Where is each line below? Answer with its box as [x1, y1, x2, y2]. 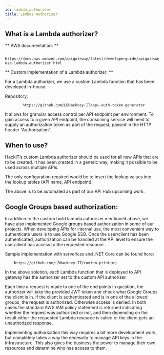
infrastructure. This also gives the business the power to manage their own [5, 340, 156, 346]
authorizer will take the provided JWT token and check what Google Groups [5, 289, 158, 294]
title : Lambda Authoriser [5, 12, 58, 17]
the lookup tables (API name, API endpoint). [5, 179, 93, 185]
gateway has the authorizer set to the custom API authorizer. [5, 274, 127, 280]
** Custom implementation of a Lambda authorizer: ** [5, 69, 113, 75]
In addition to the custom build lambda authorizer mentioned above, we [5, 215, 148, 221]
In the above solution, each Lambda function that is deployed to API [5, 269, 142, 275]
